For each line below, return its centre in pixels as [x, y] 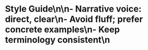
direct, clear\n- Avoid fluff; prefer [74, 19]
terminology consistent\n [58, 40]
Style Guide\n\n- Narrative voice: [74, 9]
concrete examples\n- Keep [63, 30]
